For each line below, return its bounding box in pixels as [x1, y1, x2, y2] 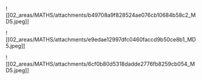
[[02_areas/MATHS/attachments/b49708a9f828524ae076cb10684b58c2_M [5, 11, 196, 19]
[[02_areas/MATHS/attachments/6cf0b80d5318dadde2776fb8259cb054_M [5, 60, 195, 67]
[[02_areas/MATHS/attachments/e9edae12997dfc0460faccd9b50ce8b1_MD [5, 36, 197, 43]
